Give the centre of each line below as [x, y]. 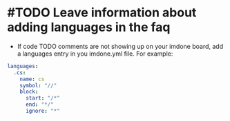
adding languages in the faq [89, 27]
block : [29, 92]
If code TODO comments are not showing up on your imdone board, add [120, 46]
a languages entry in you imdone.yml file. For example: [95, 54]
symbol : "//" [38, 85]
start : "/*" [42, 98]
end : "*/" [39, 104]
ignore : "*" [42, 111]
